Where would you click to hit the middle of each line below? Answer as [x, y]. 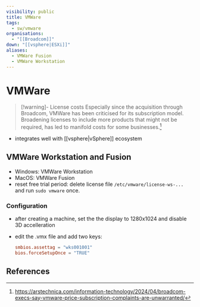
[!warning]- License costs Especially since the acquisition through [101, 107]
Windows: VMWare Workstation [54, 171]
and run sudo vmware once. [47, 190]
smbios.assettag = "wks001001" [54, 248]
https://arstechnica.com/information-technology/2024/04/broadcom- [100, 291]
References [28, 272]
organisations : [25, 34]
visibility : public [30, 12]
